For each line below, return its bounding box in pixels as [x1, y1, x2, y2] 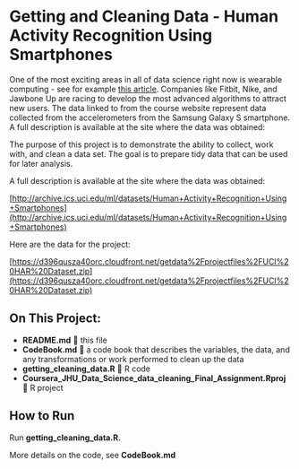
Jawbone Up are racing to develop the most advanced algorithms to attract [9, 92, 286, 104]
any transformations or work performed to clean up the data [21, 353, 244, 364]
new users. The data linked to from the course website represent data [9, 102, 267, 113]
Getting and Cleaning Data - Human [9, 6, 279, 27]
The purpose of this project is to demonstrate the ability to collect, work [9, 139, 274, 150]
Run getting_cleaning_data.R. [9, 432, 122, 443]
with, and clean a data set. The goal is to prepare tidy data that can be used [9, 148, 288, 159]
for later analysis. [9, 158, 73, 169]
